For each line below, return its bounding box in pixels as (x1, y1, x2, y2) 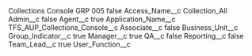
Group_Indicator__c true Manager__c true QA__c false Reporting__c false (8, 32, 244, 40)
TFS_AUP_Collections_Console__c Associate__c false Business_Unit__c (8, 23, 239, 32)
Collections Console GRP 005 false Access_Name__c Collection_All (8, 6, 227, 15)
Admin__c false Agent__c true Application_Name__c (8, 14, 176, 24)
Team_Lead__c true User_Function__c (8, 39, 131, 49)
